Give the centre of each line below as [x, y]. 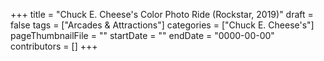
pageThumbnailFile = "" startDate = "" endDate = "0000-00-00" [142, 35]
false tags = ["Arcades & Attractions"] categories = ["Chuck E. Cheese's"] [162, 25]
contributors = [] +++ [54, 46]
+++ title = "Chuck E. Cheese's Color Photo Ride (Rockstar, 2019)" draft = [162, 14]
